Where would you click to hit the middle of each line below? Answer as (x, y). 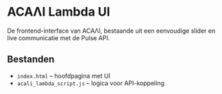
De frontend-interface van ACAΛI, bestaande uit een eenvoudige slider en (111, 31)
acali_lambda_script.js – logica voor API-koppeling (90, 83)
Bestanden (31, 60)
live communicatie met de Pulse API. (59, 37)
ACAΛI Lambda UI (59, 12)
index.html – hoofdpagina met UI (64, 76)
